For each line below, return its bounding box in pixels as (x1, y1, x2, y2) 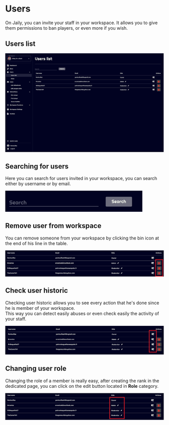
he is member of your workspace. (5, 305, 75, 311)
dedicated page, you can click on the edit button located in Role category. (5, 383, 159, 389)
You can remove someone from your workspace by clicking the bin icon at (5, 235, 159, 241)
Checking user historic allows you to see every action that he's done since (5, 300, 159, 306)
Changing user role (5, 364, 67, 373)
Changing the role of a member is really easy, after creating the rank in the (5, 378, 159, 384)
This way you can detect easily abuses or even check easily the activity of (5, 310, 159, 316)
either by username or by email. (5, 181, 71, 187)
